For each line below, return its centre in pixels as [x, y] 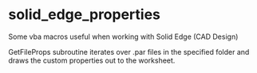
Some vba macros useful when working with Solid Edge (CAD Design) [123, 36]
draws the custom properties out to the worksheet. [92, 60]
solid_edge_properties [85, 15]
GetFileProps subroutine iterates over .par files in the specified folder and [129, 52]
